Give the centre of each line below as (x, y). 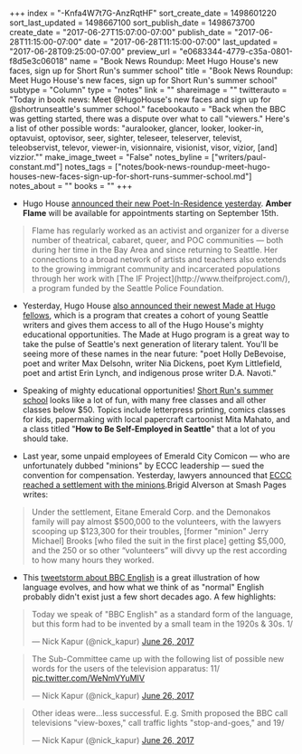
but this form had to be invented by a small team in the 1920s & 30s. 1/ (162, 624)
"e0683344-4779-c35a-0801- (236, 52)
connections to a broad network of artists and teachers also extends (159, 259)
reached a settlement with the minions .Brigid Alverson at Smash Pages (154, 485)
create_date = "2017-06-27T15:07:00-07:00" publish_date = (121, 32)
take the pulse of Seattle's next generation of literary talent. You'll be (150, 344)
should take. (46, 438)
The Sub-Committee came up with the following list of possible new (158, 659)
